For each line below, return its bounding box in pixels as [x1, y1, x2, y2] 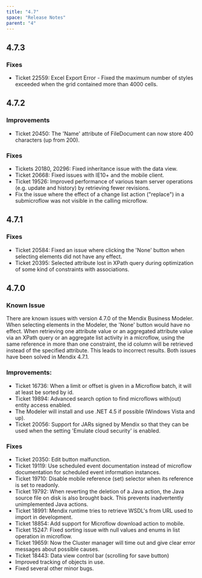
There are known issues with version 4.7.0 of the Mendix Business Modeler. [6, 315, 194, 322]
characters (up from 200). [14, 136, 80, 144]
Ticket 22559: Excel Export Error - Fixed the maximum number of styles [14, 74, 194, 81]
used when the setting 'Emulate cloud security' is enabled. [14, 427, 161, 434]
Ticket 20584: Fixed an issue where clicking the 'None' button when [14, 246, 185, 253]
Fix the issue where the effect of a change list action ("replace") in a [14, 191, 185, 198]
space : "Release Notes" [6, 14, 66, 21]
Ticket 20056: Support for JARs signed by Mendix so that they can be [14, 421, 189, 428]
